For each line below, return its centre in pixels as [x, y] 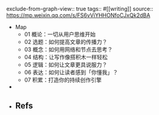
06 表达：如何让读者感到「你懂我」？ [71, 72]
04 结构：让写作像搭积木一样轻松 [66, 57]
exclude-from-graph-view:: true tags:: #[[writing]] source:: [80, 9]
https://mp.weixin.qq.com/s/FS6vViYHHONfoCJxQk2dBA [78, 15]
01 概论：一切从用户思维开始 [60, 34]
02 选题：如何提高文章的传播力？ [66, 42]
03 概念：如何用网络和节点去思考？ [69, 49]
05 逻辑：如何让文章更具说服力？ [66, 64]
